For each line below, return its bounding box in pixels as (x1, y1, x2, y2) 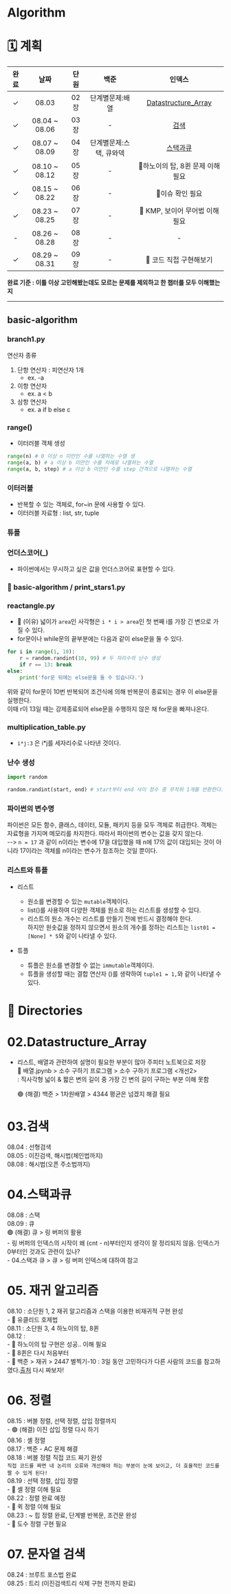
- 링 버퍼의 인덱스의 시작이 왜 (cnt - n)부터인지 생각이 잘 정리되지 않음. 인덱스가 (7, 1238, 220, 1247)
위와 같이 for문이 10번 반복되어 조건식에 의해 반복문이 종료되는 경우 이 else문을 (7, 687, 218, 695)
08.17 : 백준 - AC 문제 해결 (7, 1444, 78, 1453)
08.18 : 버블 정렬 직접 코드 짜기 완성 (7, 1453, 102, 1462)
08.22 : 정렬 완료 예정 (7, 1493, 66, 1502)
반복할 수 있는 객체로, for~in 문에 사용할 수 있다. (16, 500, 146, 509)
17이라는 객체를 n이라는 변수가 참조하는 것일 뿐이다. (19, 846, 158, 855)
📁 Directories (7, 1003, 83, 1018)
